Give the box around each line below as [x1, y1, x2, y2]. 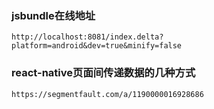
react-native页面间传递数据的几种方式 [11, 66, 196, 80]
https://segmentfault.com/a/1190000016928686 [11, 89, 204, 99]
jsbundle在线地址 [11, 8, 96, 22]
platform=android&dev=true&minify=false [11, 41, 183, 51]
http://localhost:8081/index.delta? [11, 32, 164, 42]
